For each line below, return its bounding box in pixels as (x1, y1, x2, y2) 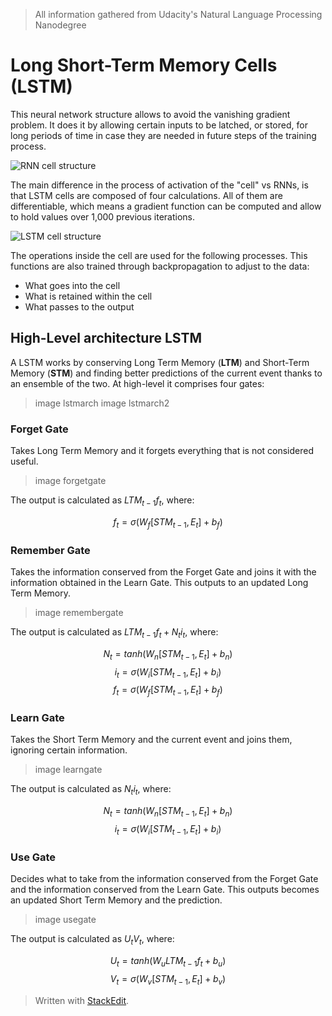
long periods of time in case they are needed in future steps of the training (10, 129, 317, 141)
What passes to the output (24, 300, 135, 313)
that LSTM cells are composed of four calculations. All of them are (10, 189, 283, 201)
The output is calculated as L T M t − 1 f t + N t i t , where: (10, 625, 219, 640)
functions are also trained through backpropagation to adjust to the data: (10, 260, 310, 272)
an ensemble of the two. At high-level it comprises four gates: (10, 377, 265, 389)
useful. (10, 455, 39, 468)
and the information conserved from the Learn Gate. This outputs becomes (10, 884, 320, 896)
